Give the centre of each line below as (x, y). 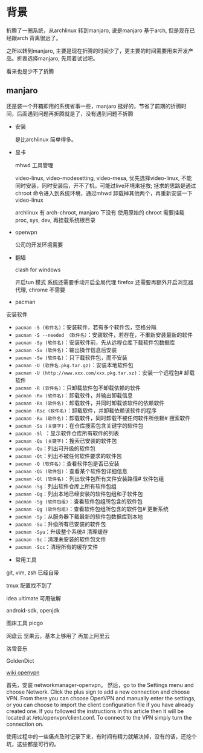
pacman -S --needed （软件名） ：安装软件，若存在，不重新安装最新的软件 (104, 334)
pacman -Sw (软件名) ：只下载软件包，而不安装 (71, 357)
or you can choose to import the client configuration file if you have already (100, 705)
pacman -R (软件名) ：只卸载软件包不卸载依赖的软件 (78, 388)
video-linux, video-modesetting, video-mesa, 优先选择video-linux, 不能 (103, 178)
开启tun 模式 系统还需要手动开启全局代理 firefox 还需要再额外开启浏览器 (104, 282)
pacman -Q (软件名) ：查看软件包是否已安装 (67, 463)
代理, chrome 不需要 (40, 290)
